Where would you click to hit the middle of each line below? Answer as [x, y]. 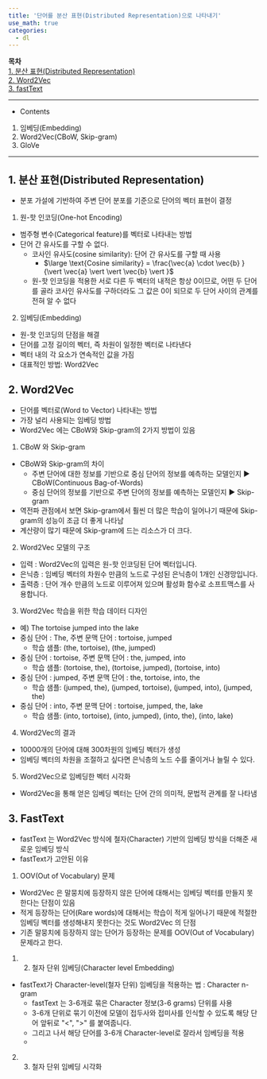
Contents [35, 111]
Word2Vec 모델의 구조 [55, 547]
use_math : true [33, 23]
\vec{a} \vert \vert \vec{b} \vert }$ [118, 272]
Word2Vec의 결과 [48, 732]
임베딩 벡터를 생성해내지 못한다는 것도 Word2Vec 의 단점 [108, 922]
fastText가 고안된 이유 [54, 859]
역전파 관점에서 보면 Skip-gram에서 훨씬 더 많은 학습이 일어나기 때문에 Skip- [139, 510]
